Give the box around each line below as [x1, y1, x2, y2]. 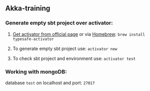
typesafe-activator [12, 36, 54, 41]
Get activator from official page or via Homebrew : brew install [12, 31, 145, 37]
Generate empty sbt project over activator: [5, 19, 113, 27]
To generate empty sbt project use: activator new [12, 45, 118, 52]
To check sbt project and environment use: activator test [12, 55, 136, 61]
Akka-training [5, 4, 51, 13]
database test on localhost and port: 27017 [5, 79, 95, 86]
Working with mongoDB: [5, 68, 67, 75]
